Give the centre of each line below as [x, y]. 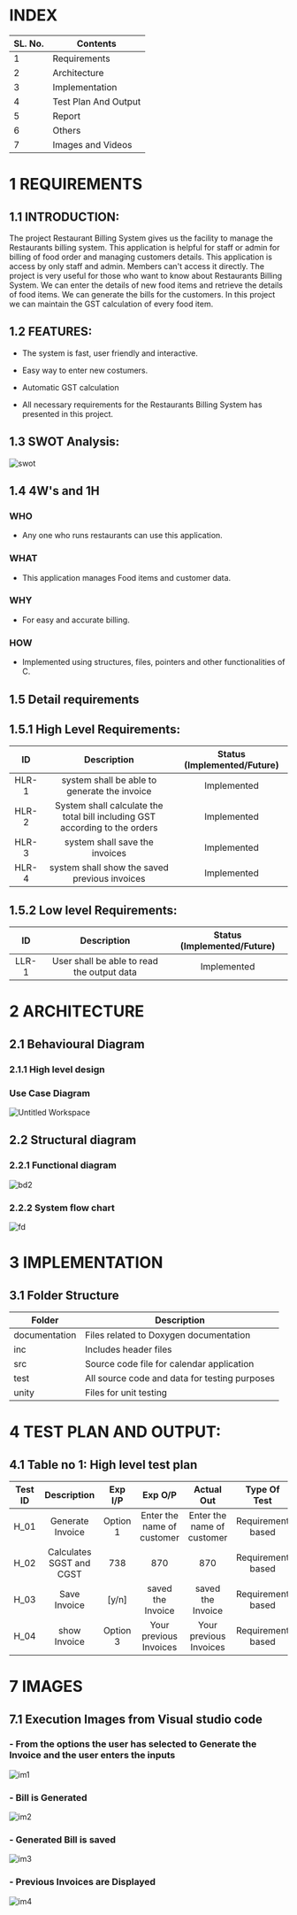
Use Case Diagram [50, 1093]
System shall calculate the [109, 806]
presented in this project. [67, 413]
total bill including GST [109, 817]
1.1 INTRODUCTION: [65, 216]
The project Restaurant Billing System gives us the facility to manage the [141, 238]
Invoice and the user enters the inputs [92, 1756]
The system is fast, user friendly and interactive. [110, 353]
